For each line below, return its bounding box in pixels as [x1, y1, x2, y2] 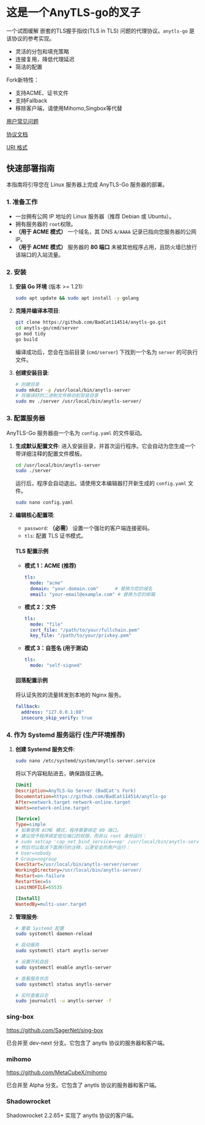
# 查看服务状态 [15, 975, 49, 981]
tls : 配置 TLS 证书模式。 [24, 532, 87, 540]
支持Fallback [15, 96, 48, 104]
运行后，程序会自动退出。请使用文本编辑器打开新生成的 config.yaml [15, 480, 187, 487]
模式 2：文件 [24, 603, 56, 610]
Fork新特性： [6, 76, 40, 83]
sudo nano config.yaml [15, 499, 73, 506]
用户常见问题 [6, 117, 39, 125]
